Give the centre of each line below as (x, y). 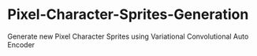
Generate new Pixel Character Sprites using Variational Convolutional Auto (128, 36)
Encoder (21, 44)
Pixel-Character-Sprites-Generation (128, 15)
